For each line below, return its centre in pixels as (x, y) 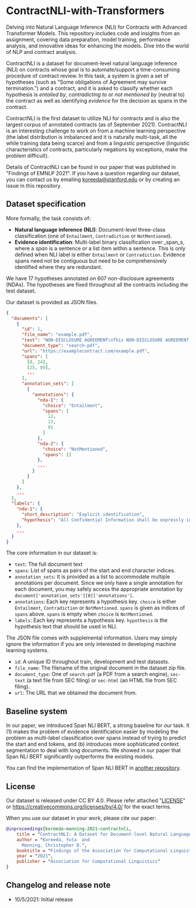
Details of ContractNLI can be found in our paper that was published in (91, 167)
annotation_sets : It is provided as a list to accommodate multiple (92, 577)
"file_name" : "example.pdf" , (57, 335)
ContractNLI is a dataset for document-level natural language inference (92, 63)
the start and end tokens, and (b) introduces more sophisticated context (92, 744)
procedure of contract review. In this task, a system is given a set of (87, 76)
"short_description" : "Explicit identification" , (83, 515)
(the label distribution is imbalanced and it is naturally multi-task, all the (92, 137)
